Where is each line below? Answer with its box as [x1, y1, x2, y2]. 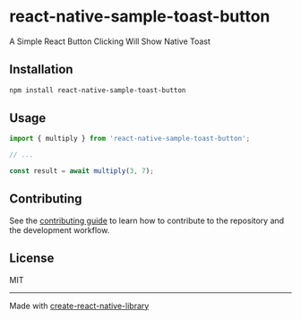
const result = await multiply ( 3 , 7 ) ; [9, 167, 154, 176]
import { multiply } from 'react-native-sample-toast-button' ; [9, 134, 251, 143]
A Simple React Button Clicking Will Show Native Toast [9, 36, 211, 47]
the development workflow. [9, 224, 110, 235]
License [9, 251, 55, 266]
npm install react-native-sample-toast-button [9, 85, 186, 95]
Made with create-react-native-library [9, 300, 150, 311]
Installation [9, 62, 73, 77]
